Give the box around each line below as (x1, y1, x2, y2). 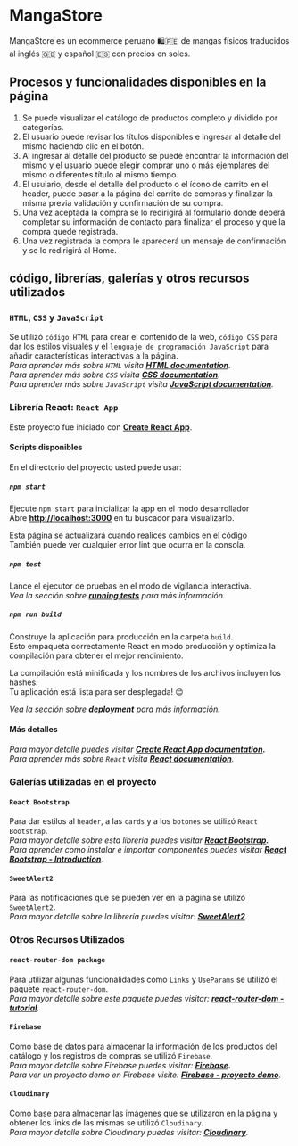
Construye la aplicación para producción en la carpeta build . (9, 631, 234, 642)
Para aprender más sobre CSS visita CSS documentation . (9, 369, 220, 380)
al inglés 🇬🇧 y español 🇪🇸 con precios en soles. (9, 48, 191, 59)
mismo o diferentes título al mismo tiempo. (21, 169, 178, 179)
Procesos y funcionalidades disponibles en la (9, 75, 267, 90)
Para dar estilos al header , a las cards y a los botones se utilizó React (9, 816, 259, 827)
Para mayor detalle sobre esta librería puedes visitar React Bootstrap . (9, 835, 269, 845)
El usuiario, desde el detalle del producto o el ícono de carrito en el (21, 178, 269, 189)
